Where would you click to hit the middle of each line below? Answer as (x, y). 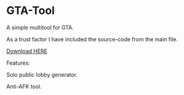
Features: (18, 63)
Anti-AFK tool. (24, 86)
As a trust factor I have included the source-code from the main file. (92, 39)
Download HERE (27, 51)
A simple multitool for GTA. (40, 27)
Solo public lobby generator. (42, 74)
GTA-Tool (31, 11)
